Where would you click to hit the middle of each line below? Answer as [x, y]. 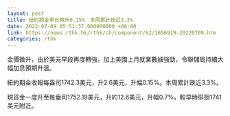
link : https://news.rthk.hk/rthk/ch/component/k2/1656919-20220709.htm [112, 33]
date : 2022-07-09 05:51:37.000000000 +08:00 [72, 26]
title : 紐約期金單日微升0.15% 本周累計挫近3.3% [70, 20]
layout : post [26, 13]
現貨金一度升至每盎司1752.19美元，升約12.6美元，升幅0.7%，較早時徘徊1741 [114, 97]
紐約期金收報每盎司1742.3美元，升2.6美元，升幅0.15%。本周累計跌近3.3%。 [115, 82]
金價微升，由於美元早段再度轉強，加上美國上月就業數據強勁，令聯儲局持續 [112, 60]
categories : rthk [32, 39]
